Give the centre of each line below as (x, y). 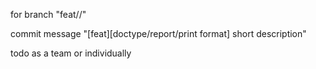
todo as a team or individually (71, 53)
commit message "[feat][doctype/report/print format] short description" (158, 33)
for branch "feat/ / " (48, 14)
